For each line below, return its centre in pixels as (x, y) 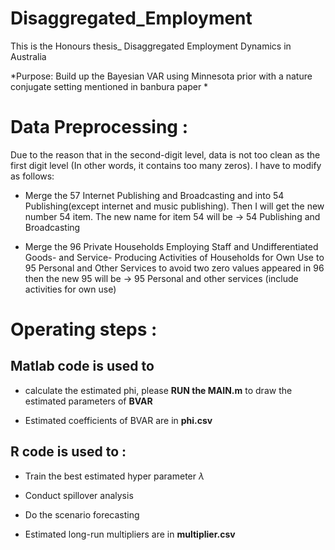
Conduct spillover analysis (79, 495)
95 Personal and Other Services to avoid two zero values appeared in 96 (174, 268)
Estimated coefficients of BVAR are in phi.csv (118, 420)
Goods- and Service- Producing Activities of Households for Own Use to (174, 257)
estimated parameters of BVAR (88, 401)
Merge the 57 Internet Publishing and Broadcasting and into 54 (154, 195)
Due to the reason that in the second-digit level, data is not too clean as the (165, 154)
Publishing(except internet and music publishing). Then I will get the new (174, 206)
